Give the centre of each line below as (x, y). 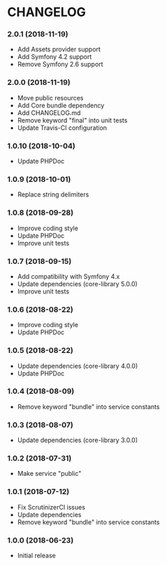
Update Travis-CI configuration (62, 128)
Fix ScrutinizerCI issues (51, 507)
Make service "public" (49, 474)
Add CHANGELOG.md (49, 112)
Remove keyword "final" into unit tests (72, 120)
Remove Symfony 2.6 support (60, 65)
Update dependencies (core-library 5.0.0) (77, 284)
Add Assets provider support (59, 49)
